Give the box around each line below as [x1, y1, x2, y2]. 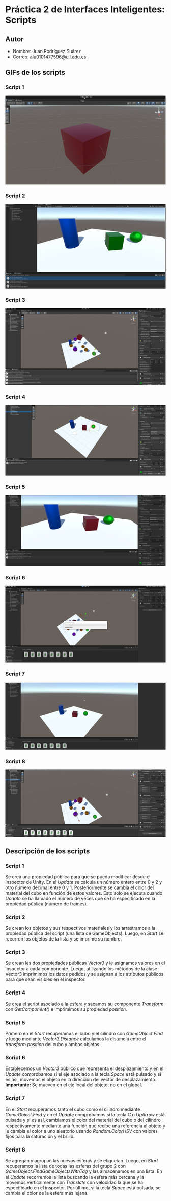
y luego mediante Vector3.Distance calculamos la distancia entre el [5, 1036, 147, 1042]
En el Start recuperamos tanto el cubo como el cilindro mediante [5, 1106, 140, 1112]
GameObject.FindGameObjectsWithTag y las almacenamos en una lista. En [5, 1168, 162, 1174]
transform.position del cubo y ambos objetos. [5, 1041, 101, 1048]
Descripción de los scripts [5, 847, 90, 855]
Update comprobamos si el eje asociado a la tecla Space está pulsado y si [5, 1071, 161, 1077]
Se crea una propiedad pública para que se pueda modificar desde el [5, 873, 151, 880]
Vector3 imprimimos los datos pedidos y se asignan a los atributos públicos [5, 971, 164, 977]
